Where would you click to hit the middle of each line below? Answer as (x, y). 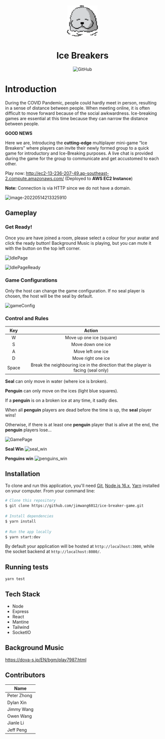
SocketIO (21, 632)
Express (20, 611)
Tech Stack (23, 594)
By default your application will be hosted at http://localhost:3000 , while (80, 546)
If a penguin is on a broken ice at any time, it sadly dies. (62, 400)
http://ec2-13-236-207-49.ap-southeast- (68, 173)
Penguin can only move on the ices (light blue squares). (62, 390)
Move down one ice (91, 345)
